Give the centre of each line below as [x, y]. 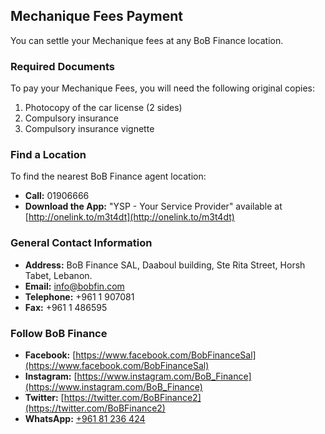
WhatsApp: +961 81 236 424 [85, 418]
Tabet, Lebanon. [58, 275]
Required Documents [62, 66]
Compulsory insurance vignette [89, 129]
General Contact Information [81, 243]
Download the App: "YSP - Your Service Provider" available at [153, 206]
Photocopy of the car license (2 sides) [103, 108]
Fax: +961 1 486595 [66, 307]
